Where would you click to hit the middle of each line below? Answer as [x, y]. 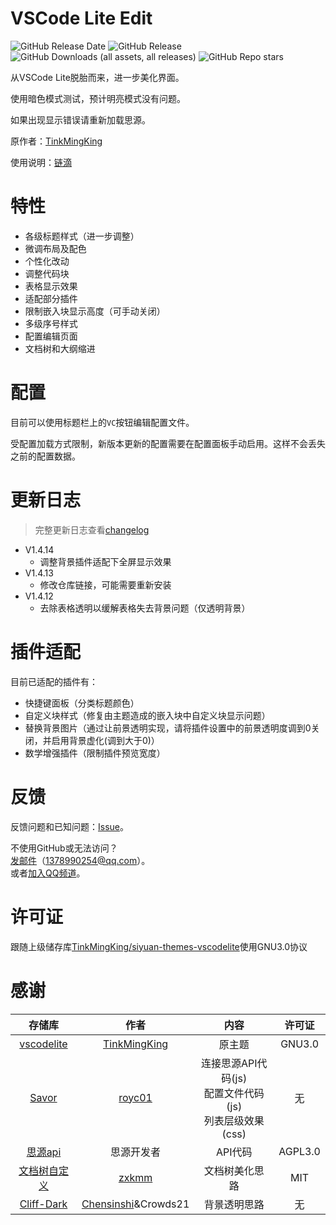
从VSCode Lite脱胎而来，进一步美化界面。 [97, 77]
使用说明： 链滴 [41, 162]
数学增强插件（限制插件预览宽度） [95, 753]
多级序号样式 [51, 323]
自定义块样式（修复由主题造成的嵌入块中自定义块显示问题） [147, 715]
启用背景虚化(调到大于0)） [105, 740]
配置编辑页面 [51, 336]
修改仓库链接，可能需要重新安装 [105, 584]
